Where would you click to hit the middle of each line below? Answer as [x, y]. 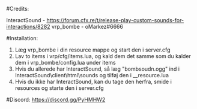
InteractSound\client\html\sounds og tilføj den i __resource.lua [92, 75]
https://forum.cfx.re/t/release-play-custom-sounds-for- [115, 20]
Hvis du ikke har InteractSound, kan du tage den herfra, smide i [93, 81]
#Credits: [18, 9]
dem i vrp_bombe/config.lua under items [65, 63]
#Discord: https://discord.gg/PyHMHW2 [56, 99]
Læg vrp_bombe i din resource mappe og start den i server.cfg [92, 50]
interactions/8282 [28, 27]
